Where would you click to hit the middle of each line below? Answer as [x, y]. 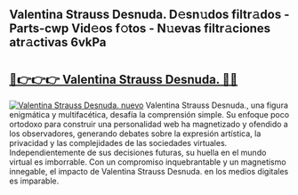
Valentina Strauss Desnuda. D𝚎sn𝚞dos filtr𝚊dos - [149, 15]
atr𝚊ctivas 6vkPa [58, 42]
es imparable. [34, 181]
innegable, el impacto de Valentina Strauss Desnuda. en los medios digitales [149, 171]
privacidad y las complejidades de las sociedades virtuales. [118, 143]
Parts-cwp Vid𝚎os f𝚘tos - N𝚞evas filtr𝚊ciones [140, 29]
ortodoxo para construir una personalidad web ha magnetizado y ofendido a [149, 124]
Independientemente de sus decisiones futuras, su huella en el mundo [138, 152]
